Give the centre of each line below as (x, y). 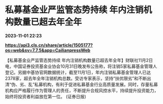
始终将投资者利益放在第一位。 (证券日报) (46, 96)
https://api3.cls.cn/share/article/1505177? (49, 45)
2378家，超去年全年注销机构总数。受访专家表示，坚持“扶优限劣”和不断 (76, 78)
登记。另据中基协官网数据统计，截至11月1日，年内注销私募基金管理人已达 (78, 72)
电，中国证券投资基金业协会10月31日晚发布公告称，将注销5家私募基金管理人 (81, 66)
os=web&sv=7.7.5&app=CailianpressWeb (48, 50)
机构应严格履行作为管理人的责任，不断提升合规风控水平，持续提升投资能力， (82, 90)
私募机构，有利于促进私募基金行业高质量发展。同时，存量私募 (96, 84)
